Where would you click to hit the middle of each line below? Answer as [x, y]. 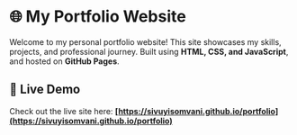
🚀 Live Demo [45, 90]
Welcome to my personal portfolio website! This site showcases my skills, [145, 41]
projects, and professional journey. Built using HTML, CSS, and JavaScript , [149, 51]
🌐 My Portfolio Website [98, 17]
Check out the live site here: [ [64, 111]
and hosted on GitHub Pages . [64, 61]
